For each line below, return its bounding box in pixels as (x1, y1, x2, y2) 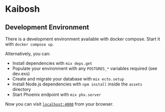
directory (12, 86, 31, 92)
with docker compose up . (5, 41, 54, 47)
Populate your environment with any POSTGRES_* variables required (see (12, 65, 158, 71)
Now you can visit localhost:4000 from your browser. (5, 101, 114, 107)
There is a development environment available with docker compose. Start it (5, 36, 161, 42)
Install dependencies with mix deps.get (12, 60, 92, 66)
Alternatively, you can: (5, 51, 51, 56)
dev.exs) (12, 71, 30, 77)
